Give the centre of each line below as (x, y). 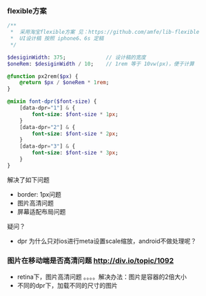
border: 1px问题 (39, 194)
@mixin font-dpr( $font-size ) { (52, 101)
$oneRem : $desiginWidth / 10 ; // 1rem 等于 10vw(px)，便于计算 (101, 63)
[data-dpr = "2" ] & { (48, 127)
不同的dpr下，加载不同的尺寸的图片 (68, 286)
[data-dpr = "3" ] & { (48, 146)
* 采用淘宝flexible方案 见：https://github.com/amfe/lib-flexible (105, 32)
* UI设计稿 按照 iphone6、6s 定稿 (57, 39)
